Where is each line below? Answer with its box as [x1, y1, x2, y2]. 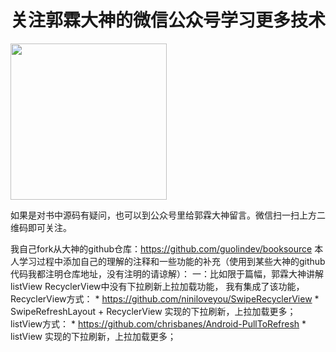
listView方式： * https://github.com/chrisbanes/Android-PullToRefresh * [10, 317, 307, 330]
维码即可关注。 [10, 221, 72, 233]
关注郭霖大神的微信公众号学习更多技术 [10, 9, 327, 32]
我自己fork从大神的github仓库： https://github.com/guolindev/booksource [10, 242, 313, 255]
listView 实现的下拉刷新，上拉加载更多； [10, 330, 177, 342]
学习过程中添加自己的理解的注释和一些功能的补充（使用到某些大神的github [18, 255, 326, 267]
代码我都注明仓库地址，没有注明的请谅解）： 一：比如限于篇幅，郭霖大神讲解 [10, 267, 324, 280]
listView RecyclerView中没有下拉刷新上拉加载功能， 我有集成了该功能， [10, 280, 305, 292]
